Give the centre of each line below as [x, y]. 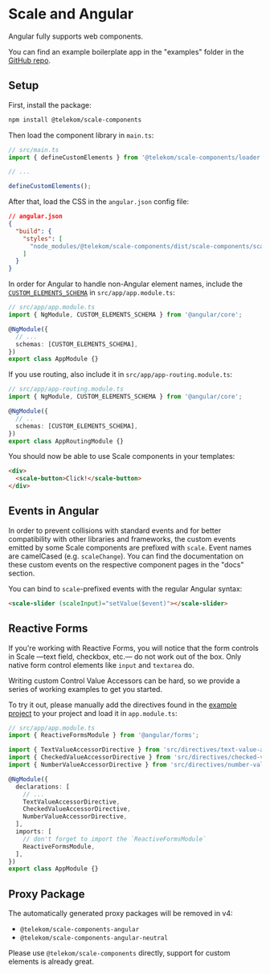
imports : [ [34, 832]
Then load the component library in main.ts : [81, 135]
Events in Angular [54, 511]
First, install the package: [50, 104]
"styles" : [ [43, 239]
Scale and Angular [71, 14]
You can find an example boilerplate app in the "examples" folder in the [126, 51]
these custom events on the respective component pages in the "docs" [126, 564]
